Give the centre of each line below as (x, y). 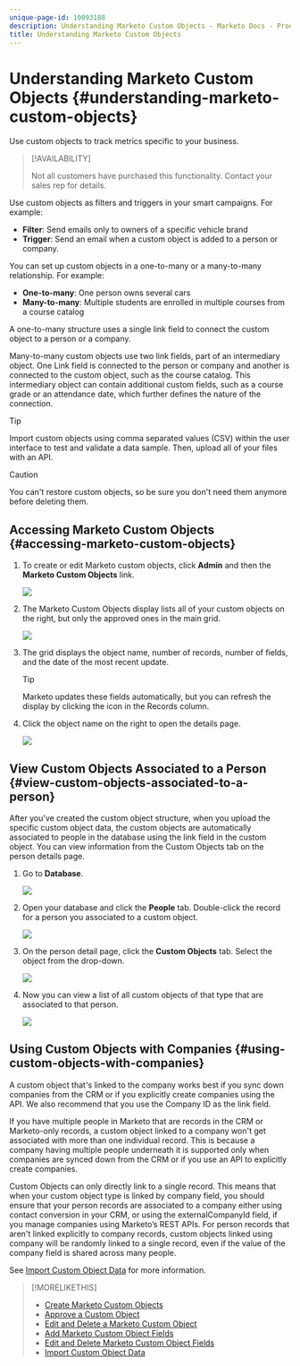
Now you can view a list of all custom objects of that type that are (142, 995)
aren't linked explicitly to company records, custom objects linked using (141, 1234)
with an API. (31, 457)
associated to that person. (70, 1004)
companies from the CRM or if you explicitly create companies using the (142, 1094)
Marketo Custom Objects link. (79, 575)
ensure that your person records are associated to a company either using (146, 1205)
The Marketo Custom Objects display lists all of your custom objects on (153, 609)
